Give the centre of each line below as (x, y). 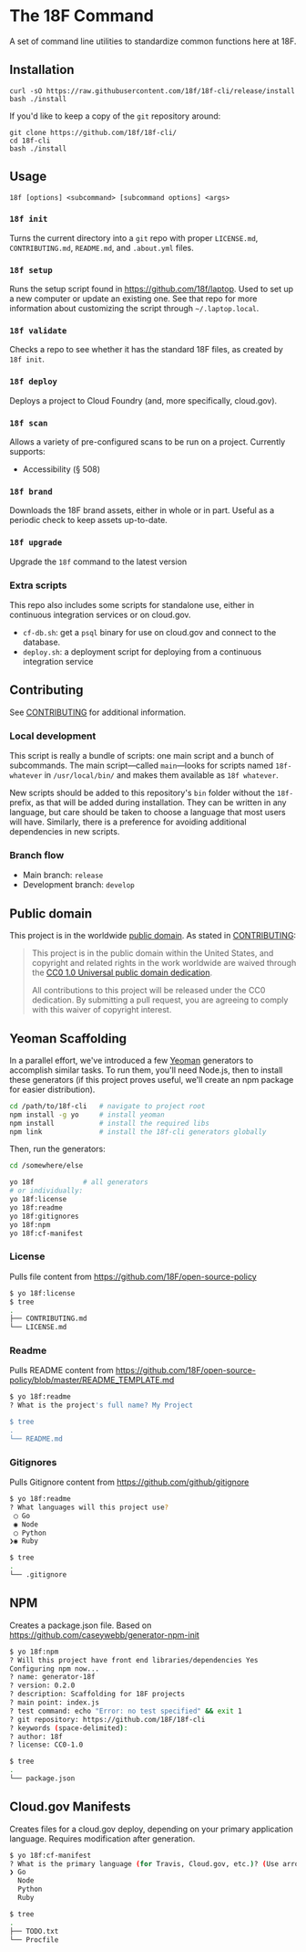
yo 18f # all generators (79, 1182)
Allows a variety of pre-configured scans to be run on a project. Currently (148, 442)
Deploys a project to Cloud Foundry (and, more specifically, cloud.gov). (143, 400)
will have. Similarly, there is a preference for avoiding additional (128, 822)
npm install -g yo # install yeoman (87, 1115)
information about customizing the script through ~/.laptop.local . (134, 309)
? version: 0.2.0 (42, 1685)
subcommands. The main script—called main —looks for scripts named (142, 766)
